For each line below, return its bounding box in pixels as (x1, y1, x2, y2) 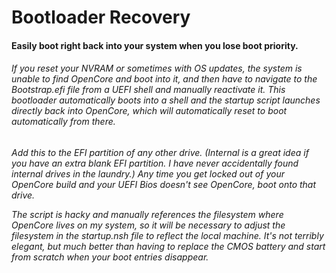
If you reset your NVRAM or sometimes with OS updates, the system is (11, 62, 303, 75)
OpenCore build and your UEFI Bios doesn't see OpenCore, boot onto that (11, 178, 317, 190)
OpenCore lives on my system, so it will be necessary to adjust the (11, 219, 286, 231)
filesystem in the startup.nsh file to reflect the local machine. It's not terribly (11, 229, 324, 241)
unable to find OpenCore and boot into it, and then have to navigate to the (11, 73, 318, 85)
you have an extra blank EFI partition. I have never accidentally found (11, 157, 299, 169)
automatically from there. (11, 116, 116, 128)
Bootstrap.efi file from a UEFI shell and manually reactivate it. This (11, 84, 286, 96)
